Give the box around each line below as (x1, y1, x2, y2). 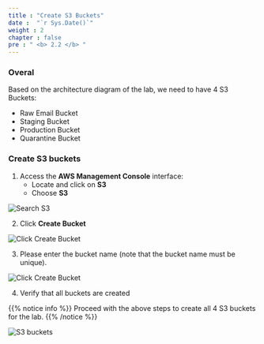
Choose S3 (31, 188, 69, 197)
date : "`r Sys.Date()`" (8, 19, 93, 27)
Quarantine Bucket (19, 133, 81, 143)
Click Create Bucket (19, 219, 86, 228)
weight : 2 (8, 26, 44, 34)
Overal (8, 67, 35, 78)
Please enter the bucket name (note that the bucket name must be (19, 249, 236, 259)
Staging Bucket (19, 117, 70, 126)
